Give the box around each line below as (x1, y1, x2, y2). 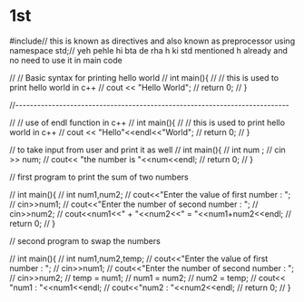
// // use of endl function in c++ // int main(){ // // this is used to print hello (9, 117, 286, 128)
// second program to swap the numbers (9, 235, 161, 246)
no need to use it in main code (9, 54, 123, 65)
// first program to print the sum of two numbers (9, 171, 189, 182)
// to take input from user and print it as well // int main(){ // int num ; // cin (9, 144, 286, 155)
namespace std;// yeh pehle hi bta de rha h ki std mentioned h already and (9, 44, 289, 55)
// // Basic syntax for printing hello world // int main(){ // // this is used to (9, 72, 279, 83)
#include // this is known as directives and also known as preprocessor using (9, 35, 296, 46)
